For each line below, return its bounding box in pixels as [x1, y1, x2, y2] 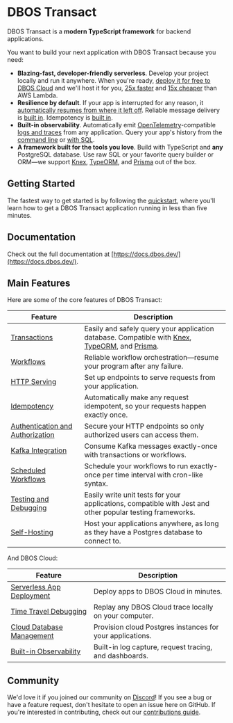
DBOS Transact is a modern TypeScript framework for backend [7, 27, 191, 35]
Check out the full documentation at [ [7, 250, 114, 258]
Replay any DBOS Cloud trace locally [93, 603, 214, 612]
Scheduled [10, 466, 46, 475]
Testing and [10, 495, 49, 504]
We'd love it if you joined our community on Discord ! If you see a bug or [7, 693, 212, 701]
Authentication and [10, 422, 73, 431]
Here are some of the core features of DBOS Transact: [7, 296, 163, 304]
